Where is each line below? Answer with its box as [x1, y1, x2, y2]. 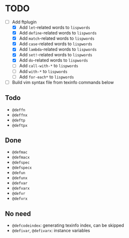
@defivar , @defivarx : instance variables [12, 228, 90, 234]
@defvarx [12, 186, 30, 191]
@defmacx [12, 155, 30, 160]
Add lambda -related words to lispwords [19, 47, 97, 52]
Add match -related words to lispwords [19, 35, 95, 41]
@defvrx [12, 196, 28, 202]
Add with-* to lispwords [19, 68, 68, 74]
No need [5, 209, 31, 218]
